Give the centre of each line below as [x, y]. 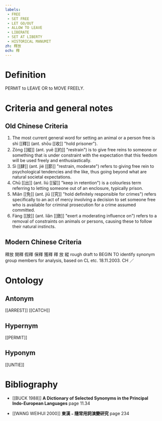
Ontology [24, 281]
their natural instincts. [34, 227]
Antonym [20, 298]
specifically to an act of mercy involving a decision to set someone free [84, 200]
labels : [13, 10]
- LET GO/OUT [20, 23]
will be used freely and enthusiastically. [52, 161]
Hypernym [21, 326]
